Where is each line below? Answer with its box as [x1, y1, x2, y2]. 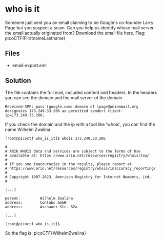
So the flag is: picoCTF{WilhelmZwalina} [5, 230, 86, 236]
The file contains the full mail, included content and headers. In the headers [5, 89, 157, 95]
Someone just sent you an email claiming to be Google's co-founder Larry [5, 20, 154, 25]
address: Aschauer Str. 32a [5, 204, 78, 209]
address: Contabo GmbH [5, 200, 67, 205]
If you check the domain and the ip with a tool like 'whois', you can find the [5, 121, 155, 127]
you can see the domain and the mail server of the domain [5, 94, 122, 101]
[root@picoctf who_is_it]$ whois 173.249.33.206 [5, 136, 106, 141]
